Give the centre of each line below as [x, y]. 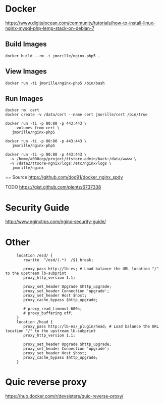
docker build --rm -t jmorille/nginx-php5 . [53, 56]
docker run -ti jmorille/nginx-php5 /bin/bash [55, 83]
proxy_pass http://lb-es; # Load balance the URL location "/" [91, 269]
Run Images [24, 99]
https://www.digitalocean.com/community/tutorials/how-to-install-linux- [80, 23]
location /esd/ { [35, 256]
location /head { [35, 322]
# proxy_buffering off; [48, 313]
